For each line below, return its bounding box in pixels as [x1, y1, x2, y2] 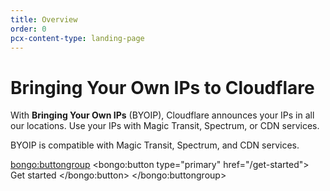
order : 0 [10, 24, 47, 34]
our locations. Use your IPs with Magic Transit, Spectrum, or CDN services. [10, 120, 320, 132]
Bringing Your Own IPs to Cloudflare [10, 76, 315, 99]
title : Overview [10, 14, 78, 25]
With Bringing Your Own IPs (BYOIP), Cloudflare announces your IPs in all [10, 109, 315, 121]
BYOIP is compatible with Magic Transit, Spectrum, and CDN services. [10, 139, 300, 151]
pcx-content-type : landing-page [10, 33, 145, 43]
